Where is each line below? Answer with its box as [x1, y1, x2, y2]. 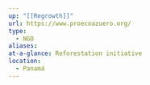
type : [8, 27, 27, 35]
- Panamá [15, 65, 45, 73]
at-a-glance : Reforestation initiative [8, 49, 143, 57]
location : [8, 57, 42, 66]
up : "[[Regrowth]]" [8, 11, 74, 20]
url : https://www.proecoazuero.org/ [8, 19, 131, 28]
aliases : [8, 42, 38, 50]
